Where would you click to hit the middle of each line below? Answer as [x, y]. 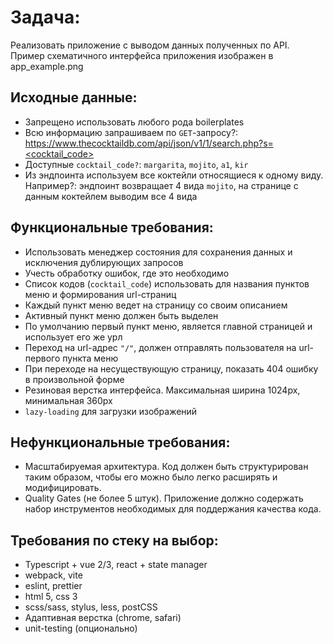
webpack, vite [53, 575]
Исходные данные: [74, 97]
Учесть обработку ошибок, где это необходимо [127, 273]
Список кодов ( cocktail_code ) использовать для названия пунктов [167, 283]
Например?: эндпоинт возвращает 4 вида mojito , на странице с [161, 185]
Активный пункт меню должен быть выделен [121, 315]
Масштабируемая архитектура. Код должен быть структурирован [166, 467]
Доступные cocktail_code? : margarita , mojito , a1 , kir [136, 164]
